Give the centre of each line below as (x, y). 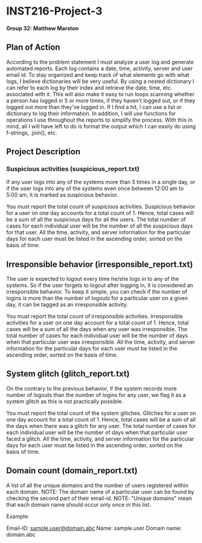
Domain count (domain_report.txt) (72, 471)
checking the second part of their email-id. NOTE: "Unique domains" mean (99, 498)
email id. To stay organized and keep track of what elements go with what (98, 74)
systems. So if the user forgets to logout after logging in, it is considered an (100, 285)
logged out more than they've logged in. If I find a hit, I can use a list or (94, 107)
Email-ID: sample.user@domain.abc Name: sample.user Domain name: (94, 528)
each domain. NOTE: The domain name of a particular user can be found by (100, 492)
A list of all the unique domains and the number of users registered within (97, 485)
